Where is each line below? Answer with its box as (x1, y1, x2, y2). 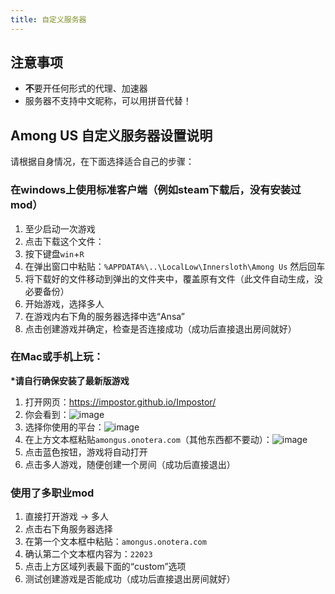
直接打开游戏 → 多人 (24, 511, 110, 523)
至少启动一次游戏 (24, 222, 96, 235)
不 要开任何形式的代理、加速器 (24, 82, 148, 95)
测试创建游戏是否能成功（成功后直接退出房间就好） (24, 573, 236, 585)
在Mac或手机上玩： (10, 350, 104, 364)
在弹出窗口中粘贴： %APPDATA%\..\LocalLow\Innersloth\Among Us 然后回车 (24, 260, 326, 272)
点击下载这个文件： (24, 235, 105, 247)
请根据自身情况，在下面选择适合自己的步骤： (10, 156, 195, 168)
